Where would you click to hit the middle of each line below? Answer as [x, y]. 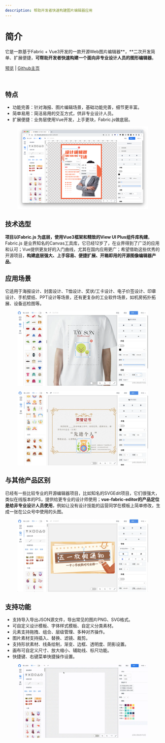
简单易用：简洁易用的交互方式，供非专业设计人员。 [64, 114]
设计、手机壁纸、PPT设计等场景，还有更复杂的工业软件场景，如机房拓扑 [78, 297]
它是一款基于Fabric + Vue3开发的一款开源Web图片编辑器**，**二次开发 [78, 51]
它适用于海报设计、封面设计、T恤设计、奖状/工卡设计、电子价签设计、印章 [81, 291]
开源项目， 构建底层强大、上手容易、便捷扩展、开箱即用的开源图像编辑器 [78, 255]
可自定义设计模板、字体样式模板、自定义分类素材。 [64, 626]
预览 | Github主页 [23, 68]
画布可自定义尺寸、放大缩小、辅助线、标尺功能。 [62, 650]
